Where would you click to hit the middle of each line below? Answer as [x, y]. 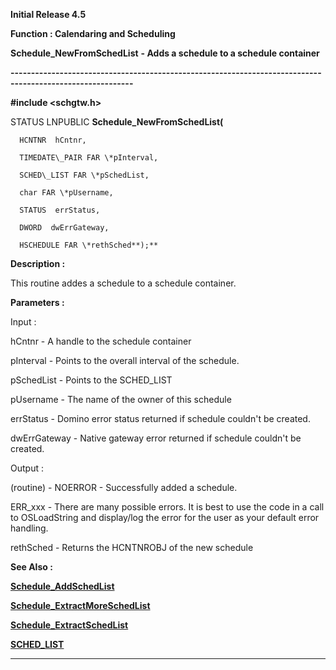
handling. [29, 528]
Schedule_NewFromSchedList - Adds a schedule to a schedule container [165, 53]
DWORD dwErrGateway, [64, 228]
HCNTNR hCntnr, [53, 140]
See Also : [31, 567]
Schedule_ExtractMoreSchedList [80, 605]
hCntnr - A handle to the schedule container [101, 341]
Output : [27, 468]
